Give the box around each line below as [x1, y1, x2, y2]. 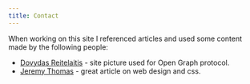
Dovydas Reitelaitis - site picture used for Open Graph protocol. [19, 58, 230, 67]
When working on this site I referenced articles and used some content [8, 34, 243, 43]
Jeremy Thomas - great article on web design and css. [19, 66, 201, 76]
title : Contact [8, 11, 59, 20]
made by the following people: [8, 42, 108, 52]
